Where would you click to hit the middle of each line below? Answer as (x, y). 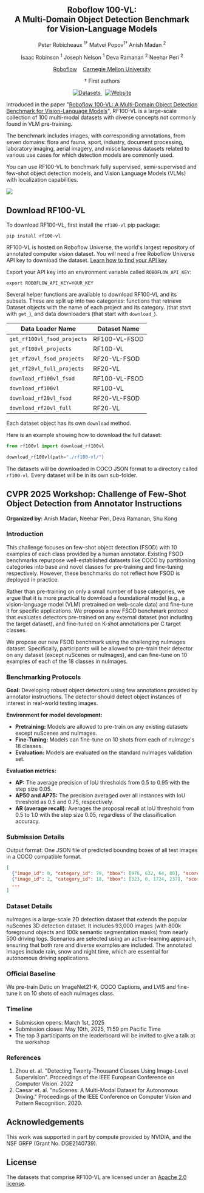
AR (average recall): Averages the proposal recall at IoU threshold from (104, 808)
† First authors (102, 81)
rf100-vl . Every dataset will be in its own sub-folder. (72, 475)
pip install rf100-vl (34, 236)
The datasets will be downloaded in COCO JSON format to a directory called (102, 469)
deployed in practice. (33, 579)
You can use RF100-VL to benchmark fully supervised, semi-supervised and (102, 167)
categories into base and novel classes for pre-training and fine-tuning (95, 566)
